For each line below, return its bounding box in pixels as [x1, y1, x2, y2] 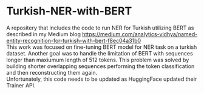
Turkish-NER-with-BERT [6, 4, 132, 18]
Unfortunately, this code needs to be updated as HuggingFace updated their [6, 75, 197, 83]
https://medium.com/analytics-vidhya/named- [81, 30, 198, 37]
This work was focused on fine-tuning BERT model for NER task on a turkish [6, 43, 197, 51]
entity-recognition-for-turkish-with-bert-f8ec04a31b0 [6, 37, 141, 44]
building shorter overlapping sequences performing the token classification [6, 62, 195, 70]
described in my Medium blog [6, 30, 81, 37]
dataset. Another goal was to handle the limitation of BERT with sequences [6, 49, 193, 57]
